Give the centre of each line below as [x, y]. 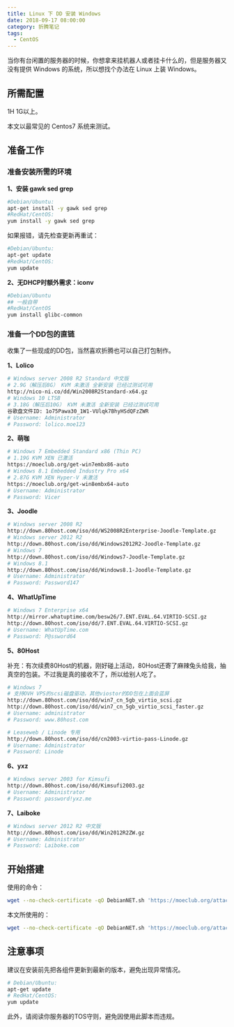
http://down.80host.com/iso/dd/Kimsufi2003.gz [76, 786]
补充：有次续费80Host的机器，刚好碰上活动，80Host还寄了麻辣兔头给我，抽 [117, 665]
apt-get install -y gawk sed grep [57, 208]
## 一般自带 [23, 302]
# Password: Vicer [34, 497]
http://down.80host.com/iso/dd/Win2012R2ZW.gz [76, 833]
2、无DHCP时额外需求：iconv [50, 282]
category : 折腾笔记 [33, 27]
